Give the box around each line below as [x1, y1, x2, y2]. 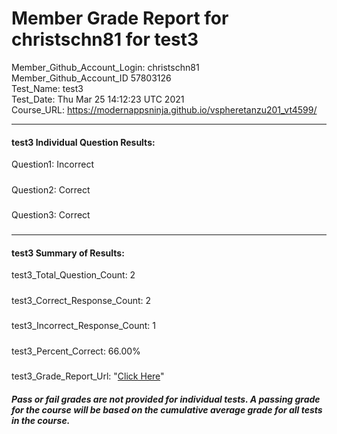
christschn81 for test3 [11, 28, 199, 51]
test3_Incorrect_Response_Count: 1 [11, 320, 157, 332]
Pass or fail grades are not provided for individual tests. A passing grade [11, 393, 321, 405]
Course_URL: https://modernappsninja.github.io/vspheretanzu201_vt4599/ [11, 103, 318, 116]
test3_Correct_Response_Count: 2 [11, 294, 152, 306]
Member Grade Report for [11, 7, 229, 30]
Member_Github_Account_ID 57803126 [11, 72, 172, 84]
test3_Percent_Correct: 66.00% [11, 345, 141, 357]
